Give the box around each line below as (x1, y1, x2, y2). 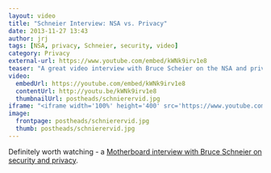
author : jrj (8, 34, 48, 43)
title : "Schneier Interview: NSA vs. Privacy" (8, 19, 168, 27)
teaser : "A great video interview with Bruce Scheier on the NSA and (8, 65, 248, 73)
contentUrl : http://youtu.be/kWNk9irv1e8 (15, 86, 157, 95)
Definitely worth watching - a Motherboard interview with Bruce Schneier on (8, 146, 262, 156)
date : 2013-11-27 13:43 (8, 27, 89, 35)
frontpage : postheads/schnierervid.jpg (15, 117, 150, 125)
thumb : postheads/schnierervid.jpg (15, 124, 135, 133)
